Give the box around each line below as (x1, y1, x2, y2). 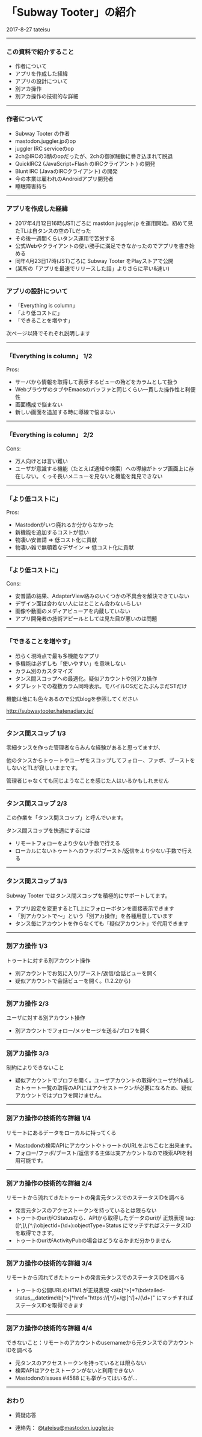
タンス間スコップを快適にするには (6, 827, 91, 834)
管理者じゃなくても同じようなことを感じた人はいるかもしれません (6, 777, 170, 784)
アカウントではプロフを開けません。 (14, 1092, 105, 1099)
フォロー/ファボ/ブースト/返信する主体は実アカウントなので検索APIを (14, 1149, 188, 1157)
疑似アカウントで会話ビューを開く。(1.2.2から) (14, 977, 131, 984)
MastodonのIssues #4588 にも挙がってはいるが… (14, 1374, 138, 1382)
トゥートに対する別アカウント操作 (6, 956, 91, 964)
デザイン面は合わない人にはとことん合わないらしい (14, 600, 142, 607)
